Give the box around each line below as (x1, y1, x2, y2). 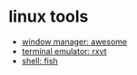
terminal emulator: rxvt (21, 45, 107, 56)
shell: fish (21, 55, 58, 66)
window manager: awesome (21, 36, 128, 47)
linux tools (8, 6, 89, 27)
